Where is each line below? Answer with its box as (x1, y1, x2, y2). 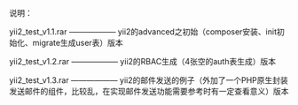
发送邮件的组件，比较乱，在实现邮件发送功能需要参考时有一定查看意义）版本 (9, 86, 289, 96)
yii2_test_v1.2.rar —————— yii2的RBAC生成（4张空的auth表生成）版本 (9, 56, 277, 66)
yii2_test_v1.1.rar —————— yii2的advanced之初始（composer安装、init (9, 26, 278, 37)
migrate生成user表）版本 (32, 38, 124, 48)
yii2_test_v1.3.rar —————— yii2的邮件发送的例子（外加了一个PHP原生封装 (9, 75, 288, 86)
